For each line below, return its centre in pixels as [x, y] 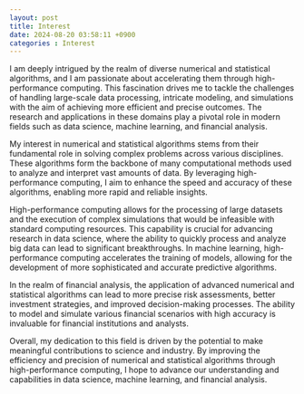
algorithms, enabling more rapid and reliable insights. [109, 192]
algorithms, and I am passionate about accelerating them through [132, 79]
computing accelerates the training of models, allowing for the [177, 258]
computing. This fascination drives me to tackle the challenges [177, 88]
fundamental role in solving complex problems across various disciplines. [147, 154]
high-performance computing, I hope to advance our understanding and [144, 370]
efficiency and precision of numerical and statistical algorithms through [142, 360]
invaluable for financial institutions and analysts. [99, 323]
